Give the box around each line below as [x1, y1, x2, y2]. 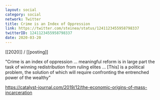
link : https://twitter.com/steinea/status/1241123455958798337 [5, 26, 140, 31]
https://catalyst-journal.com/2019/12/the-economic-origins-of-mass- [5, 84, 148, 90]
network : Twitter [5, 16, 41, 21]
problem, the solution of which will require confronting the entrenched [5, 69, 150, 75]
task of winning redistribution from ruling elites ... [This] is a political [5, 63, 145, 70]
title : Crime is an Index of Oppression [5, 21, 91, 26]
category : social [5, 12, 41, 17]
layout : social [5, 7, 37, 12]
